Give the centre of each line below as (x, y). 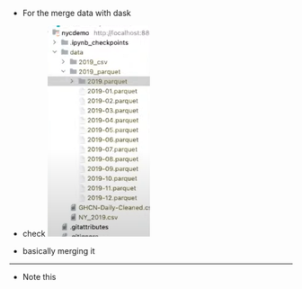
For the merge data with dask (77, 13)
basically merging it (59, 251)
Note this (39, 277)
